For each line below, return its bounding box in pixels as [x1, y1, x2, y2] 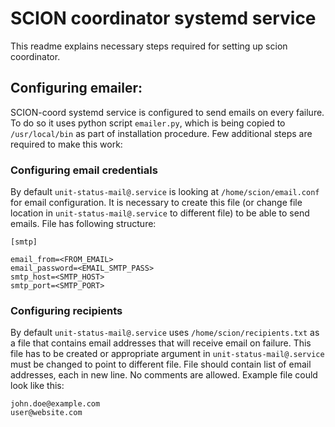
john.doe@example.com [10, 399, 101, 409]
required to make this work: [10, 138, 123, 150]
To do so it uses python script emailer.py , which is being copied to [10, 117, 286, 129]
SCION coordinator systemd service [10, 7, 317, 30]
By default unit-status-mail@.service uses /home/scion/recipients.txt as [10, 327, 320, 339]
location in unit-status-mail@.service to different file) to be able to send [10, 207, 310, 219]
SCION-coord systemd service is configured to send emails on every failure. [10, 106, 325, 118]
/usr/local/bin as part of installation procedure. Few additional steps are [10, 127, 313, 139]
